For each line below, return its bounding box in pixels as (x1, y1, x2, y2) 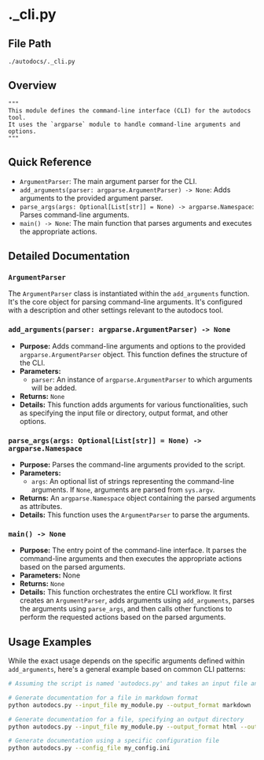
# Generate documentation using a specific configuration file (8, 737, 220, 745)
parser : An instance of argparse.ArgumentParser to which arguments (31, 374, 253, 384)
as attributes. (19, 501, 63, 511)
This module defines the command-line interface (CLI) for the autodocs (8, 106, 251, 115)
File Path (8, 37, 52, 50)
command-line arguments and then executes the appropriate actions (19, 554, 242, 563)
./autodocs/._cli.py (8, 57, 76, 65)
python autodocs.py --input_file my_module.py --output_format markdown (8, 701, 251, 709)
